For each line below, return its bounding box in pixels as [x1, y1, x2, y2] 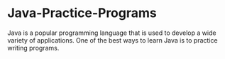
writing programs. [7, 43, 60, 52]
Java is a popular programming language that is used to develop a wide [7, 28, 216, 37]
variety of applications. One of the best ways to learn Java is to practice [7, 36, 218, 44]
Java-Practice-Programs [7, 5, 158, 21]
